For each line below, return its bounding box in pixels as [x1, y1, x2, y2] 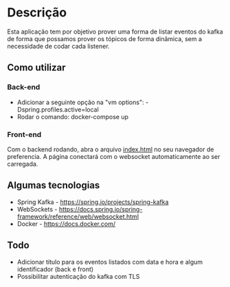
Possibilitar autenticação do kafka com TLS [16, 272, 140, 280]
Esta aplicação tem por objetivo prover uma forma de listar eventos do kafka [7, 27, 223, 36]
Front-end [7, 129, 42, 139]
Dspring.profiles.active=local [16, 105, 100, 114]
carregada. [7, 160, 38, 168]
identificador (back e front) [16, 265, 94, 273]
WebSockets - [16, 205, 58, 213]
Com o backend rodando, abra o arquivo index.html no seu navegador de [7, 145, 214, 153]
